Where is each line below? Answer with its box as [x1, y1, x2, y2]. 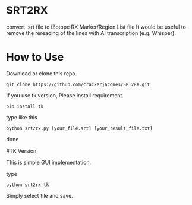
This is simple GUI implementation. [6, 159, 92, 166]
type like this [6, 113, 37, 121]
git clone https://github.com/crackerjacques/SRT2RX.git [6, 81, 150, 87]
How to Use [6, 51, 64, 64]
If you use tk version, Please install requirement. [6, 92, 124, 99]
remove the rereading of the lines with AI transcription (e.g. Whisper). [6, 29, 177, 36]
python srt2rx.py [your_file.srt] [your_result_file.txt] [6, 125, 153, 131]
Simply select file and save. [6, 192, 73, 199]
